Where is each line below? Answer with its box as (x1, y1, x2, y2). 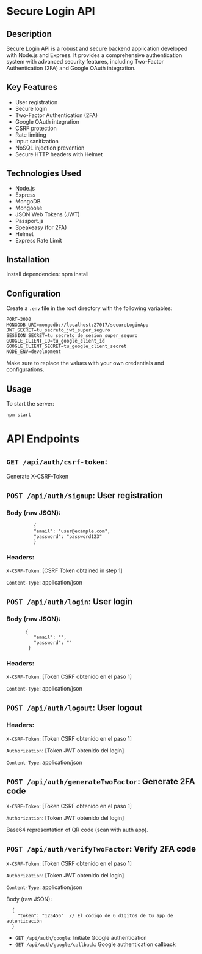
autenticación (6, 918, 43, 925)
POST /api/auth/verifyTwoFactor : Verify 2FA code (6, 844, 197, 854)
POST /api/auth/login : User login (6, 596, 133, 607)
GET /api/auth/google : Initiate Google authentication (15, 934, 148, 942)
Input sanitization (15, 137, 59, 145)
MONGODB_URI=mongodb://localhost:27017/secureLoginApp (6, 322, 149, 328)
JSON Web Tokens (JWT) (15, 210, 81, 218)
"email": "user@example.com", (33, 528, 111, 534)
